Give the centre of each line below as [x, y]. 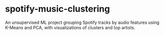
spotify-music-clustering [58, 9]
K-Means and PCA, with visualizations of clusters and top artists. [70, 27]
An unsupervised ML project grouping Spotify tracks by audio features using [82, 22]
